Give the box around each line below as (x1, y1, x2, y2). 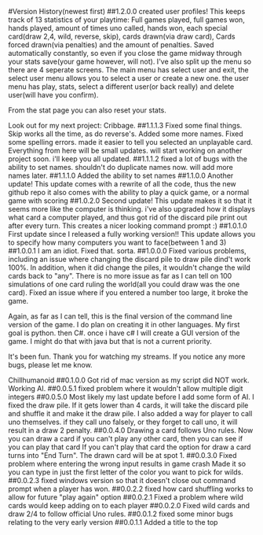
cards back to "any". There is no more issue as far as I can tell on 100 (8, 271, 232, 280)
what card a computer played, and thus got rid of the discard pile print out (8, 212, 247, 222)
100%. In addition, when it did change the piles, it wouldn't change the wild (8, 263, 251, 272)
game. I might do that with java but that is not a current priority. (8, 337, 212, 345)
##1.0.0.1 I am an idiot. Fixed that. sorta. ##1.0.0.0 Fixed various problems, (8, 246, 247, 255)
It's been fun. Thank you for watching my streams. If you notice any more (8, 352, 246, 361)
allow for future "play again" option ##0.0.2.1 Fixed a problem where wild (8, 493, 243, 502)
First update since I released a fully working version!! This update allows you (8, 230, 256, 238)
